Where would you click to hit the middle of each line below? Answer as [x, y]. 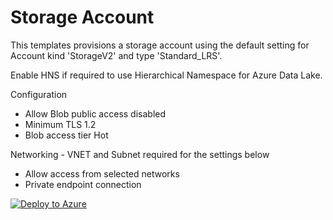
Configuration [39, 94]
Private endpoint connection [83, 184]
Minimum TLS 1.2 [60, 124]
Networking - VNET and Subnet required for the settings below [140, 154]
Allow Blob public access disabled [95, 113]
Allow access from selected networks [102, 173]
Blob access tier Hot [66, 135]
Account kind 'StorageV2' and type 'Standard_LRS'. [116, 55]
